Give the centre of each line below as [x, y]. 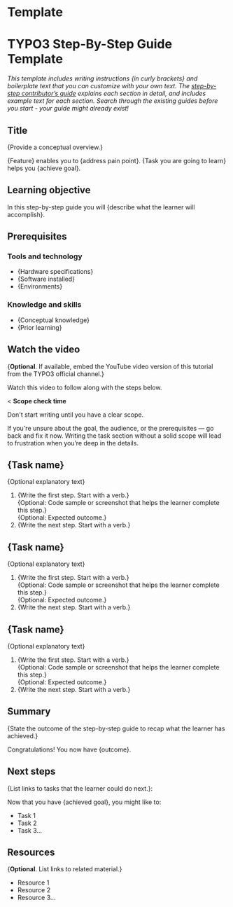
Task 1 [27, 815]
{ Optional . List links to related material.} [65, 869]
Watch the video [44, 350]
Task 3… [30, 830]
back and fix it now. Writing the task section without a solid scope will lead [114, 436]
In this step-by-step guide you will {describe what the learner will [101, 207]
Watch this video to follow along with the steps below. [85, 387]
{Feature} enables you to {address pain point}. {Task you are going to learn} [116, 160]
